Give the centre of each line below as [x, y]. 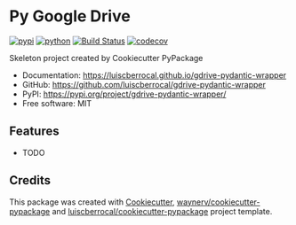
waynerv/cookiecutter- [218, 202]
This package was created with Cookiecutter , [92, 202]
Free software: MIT [57, 103]
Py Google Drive [70, 16]
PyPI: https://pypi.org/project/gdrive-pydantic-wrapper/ [124, 94]
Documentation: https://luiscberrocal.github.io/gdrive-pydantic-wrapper [154, 75]
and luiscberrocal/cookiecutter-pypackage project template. [162, 211]
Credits [30, 180]
